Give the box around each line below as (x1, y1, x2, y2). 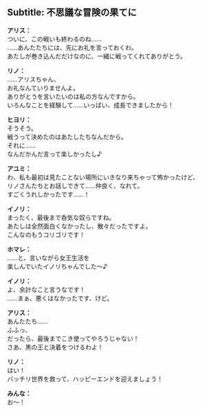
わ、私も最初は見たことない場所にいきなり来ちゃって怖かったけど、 (7, 173, 199, 181)
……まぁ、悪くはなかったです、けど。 (7, 294, 113, 302)
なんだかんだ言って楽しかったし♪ (7, 150, 102, 158)
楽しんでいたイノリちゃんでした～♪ (7, 262, 108, 271)
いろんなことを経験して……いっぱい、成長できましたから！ (7, 101, 174, 109)
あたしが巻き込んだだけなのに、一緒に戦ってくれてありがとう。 (7, 51, 187, 60)
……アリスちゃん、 (7, 75, 60, 83)
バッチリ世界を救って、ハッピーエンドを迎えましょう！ (7, 374, 164, 382)
